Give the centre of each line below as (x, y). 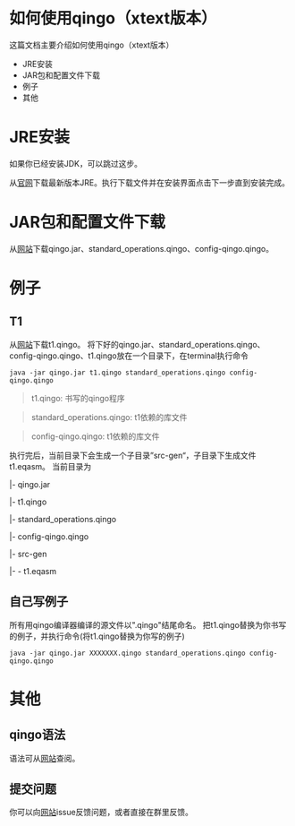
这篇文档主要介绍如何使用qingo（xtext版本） (92, 45)
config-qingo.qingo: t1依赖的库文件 (95, 436)
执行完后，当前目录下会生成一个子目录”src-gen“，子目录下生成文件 (133, 455)
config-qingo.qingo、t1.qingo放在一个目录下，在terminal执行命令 (129, 356)
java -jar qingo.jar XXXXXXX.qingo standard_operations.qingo (127, 653)
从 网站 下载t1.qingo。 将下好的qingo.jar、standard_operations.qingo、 (137, 344)
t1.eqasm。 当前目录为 (51, 466)
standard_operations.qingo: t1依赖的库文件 (109, 417)
